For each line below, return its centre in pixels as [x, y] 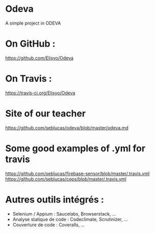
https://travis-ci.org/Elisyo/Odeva [40, 93]
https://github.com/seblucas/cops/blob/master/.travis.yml [66, 179]
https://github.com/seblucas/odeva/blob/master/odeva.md [67, 128]
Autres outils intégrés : [55, 199]
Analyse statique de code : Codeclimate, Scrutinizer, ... [70, 219]
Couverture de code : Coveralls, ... [49, 225]
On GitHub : [30, 44]
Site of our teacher [45, 114]
